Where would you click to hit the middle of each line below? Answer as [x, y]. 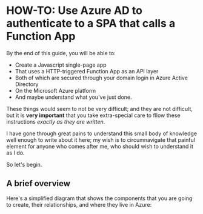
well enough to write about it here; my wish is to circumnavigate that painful [101, 139]
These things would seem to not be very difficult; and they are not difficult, [99, 109]
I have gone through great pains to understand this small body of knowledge [102, 133]
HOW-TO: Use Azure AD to [74, 11]
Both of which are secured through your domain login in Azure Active [101, 78]
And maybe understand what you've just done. [73, 97]
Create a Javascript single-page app [61, 65]
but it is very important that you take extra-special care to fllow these [93, 115]
